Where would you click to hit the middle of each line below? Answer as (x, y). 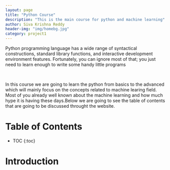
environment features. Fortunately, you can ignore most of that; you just (81, 59)
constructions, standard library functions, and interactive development (79, 54)
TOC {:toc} (24, 140)
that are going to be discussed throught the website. (60, 106)
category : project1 (26, 34)
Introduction (32, 162)
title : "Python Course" (31, 15)
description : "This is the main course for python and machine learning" (85, 19)
